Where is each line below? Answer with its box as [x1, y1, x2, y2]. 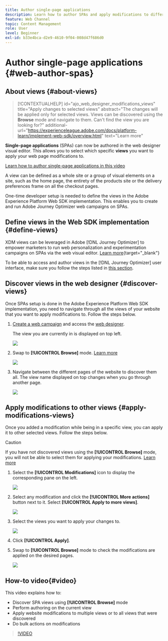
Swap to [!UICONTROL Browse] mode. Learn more [12, 349, 118, 356]
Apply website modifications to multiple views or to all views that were [12, 610, 157, 616]
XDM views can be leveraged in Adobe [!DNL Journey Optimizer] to [5, 239, 144, 245]
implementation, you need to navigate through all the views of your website [5, 306, 160, 312]
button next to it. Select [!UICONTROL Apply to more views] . [12, 499, 138, 505]
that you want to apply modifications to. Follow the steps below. [5, 311, 136, 317]
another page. [12, 379, 41, 385]
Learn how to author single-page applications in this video [5, 162, 125, 168]
